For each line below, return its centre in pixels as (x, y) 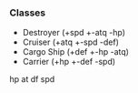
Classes (28, 13)
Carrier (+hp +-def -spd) (69, 62)
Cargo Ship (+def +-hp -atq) (76, 52)
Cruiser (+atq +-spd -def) (71, 42)
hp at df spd (32, 79)
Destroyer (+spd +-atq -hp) (74, 33)
